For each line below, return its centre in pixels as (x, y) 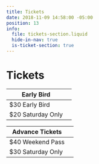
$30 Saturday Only (36, 151)
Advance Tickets (37, 131)
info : (13, 29)
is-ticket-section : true (43, 46)
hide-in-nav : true (35, 40)
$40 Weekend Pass (37, 142)
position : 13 (23, 23)
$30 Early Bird (30, 104)
